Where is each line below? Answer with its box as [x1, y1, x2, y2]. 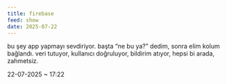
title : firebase [7, 10, 54, 17]
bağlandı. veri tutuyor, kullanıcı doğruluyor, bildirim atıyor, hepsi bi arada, [7, 49, 215, 58]
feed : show [7, 17, 39, 24]
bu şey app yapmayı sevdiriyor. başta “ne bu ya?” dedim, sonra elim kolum [7, 42, 220, 51]
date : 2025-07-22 [7, 23, 58, 30]
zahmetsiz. [7, 57, 39, 65]
